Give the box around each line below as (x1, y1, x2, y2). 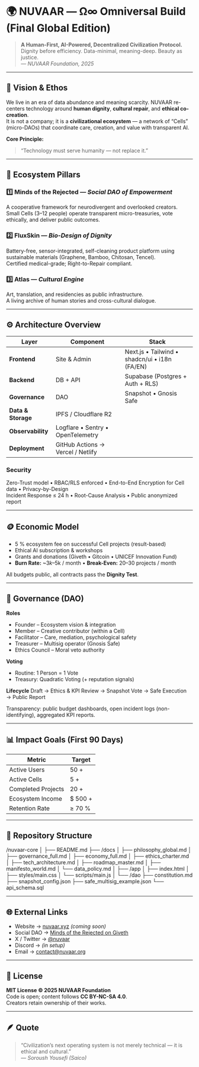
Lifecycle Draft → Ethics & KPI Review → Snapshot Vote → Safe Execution (6, 687, 187, 694)
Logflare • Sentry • (55, 423, 109, 432)
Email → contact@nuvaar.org (14, 948, 86, 955)
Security (6, 465, 31, 474)
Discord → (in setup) (14, 942, 65, 949)
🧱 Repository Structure (6, 830, 92, 841)
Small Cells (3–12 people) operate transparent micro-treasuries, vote (6, 210, 174, 217)
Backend (9, 376, 34, 384)
